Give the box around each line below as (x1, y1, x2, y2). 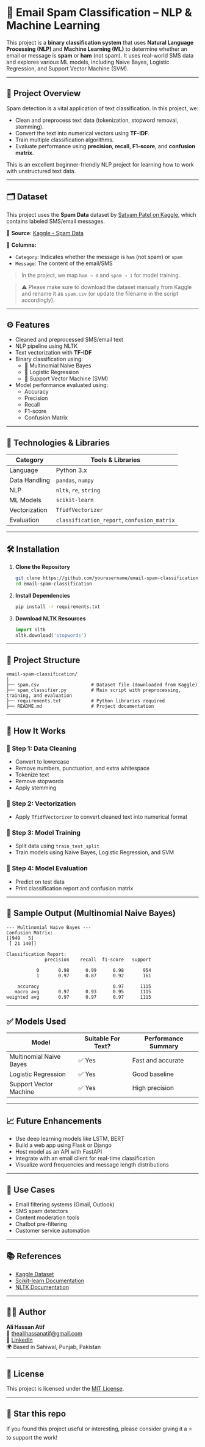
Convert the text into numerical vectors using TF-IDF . (15, 129, 149, 137)
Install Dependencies (15, 592, 70, 599)
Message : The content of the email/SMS (15, 260, 113, 267)
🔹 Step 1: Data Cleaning (6, 744, 77, 753)
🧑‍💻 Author (6, 1307, 46, 1317)
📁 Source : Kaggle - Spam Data (6, 229, 84, 236)
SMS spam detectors (15, 1208, 68, 1215)
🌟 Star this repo (6, 1408, 66, 1419)
